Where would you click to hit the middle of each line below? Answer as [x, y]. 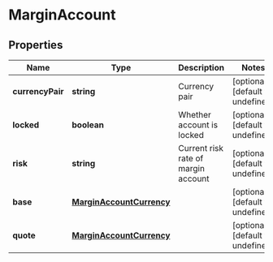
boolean [88, 125]
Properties [36, 45]
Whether [195, 115]
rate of [191, 158]
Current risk [201, 148]
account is [198, 125]
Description [201, 68]
